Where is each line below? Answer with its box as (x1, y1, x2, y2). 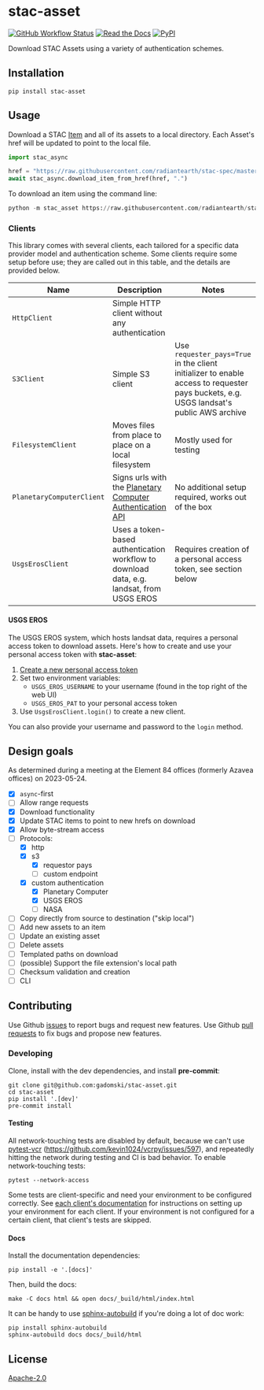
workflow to (112, 554, 156, 565)
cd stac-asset (8, 1088, 55, 1096)
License (8, 1352, 48, 1366)
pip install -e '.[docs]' (8, 1266, 93, 1274)
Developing (8, 1048, 53, 1059)
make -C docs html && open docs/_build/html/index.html (8, 1295, 195, 1303)
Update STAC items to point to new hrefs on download (19, 816, 196, 825)
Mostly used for (174, 435, 233, 446)
